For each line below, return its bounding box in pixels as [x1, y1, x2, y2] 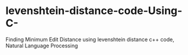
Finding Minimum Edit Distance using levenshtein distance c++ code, [5, 36, 174, 43]
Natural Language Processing [5, 42, 78, 49]
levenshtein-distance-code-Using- [5, 4, 183, 18]
